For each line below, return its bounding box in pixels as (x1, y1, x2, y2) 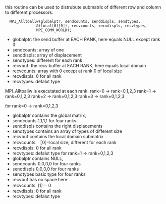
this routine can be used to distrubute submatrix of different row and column (5, 4, 161, 10)
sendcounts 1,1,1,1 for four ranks (12, 118, 77, 123)
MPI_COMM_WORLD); (36, 28, 72, 33)
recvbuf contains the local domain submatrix (12, 134, 104, 139)
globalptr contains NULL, (12, 155, 63, 161)
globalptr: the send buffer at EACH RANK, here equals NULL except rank (12, 37, 160, 42)
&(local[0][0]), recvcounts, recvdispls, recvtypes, (36, 23, 148, 28)
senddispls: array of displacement (12, 52, 82, 58)
